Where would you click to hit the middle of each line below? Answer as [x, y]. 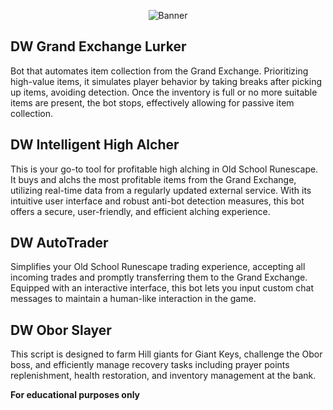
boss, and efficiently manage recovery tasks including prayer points [150, 365]
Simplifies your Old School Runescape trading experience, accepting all [158, 267]
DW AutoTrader [59, 243]
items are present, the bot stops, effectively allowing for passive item [152, 102]
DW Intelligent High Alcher [95, 145]
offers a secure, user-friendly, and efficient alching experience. [140, 211]
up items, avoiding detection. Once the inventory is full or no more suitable [164, 92]
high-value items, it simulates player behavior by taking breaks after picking [166, 81]
